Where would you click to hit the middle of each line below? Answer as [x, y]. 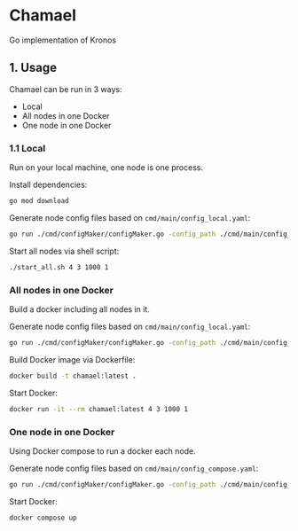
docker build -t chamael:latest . [73, 376]
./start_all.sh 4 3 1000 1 [59, 267]
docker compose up [43, 518]
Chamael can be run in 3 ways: [66, 89]
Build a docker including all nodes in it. [80, 309]
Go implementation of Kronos [63, 40]
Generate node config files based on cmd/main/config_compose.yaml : [134, 468]
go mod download [39, 201]
